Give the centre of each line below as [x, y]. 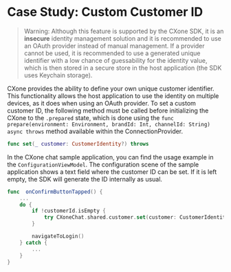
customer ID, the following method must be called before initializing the [108, 110]
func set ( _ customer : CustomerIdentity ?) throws [78, 144]
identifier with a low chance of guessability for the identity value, [115, 60]
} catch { [34, 242]
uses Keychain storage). [58, 75]
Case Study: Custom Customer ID [105, 12]
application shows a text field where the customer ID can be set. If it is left [112, 172]
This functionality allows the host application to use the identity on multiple [113, 96]
